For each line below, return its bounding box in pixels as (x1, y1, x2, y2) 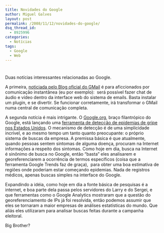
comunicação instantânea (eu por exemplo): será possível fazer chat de (5, 89, 152, 95)
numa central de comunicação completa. (5, 104, 89, 111)
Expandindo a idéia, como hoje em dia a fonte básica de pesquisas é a (5, 181, 148, 187)
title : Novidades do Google (5, 7, 63, 12)
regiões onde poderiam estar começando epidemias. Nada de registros (5, 166, 150, 172)
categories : (5, 35, 30, 40)
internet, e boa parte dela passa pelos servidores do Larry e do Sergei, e (5, 187, 153, 193)
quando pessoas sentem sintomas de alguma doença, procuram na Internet (5, 140, 159, 146)
